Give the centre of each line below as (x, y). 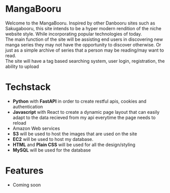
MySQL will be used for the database (52, 150)
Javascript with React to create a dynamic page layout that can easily (86, 112)
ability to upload (22, 66)
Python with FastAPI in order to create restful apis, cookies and (79, 101)
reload (19, 123)
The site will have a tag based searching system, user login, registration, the (85, 61)
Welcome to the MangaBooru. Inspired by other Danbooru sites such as (80, 23)
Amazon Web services (36, 128)
